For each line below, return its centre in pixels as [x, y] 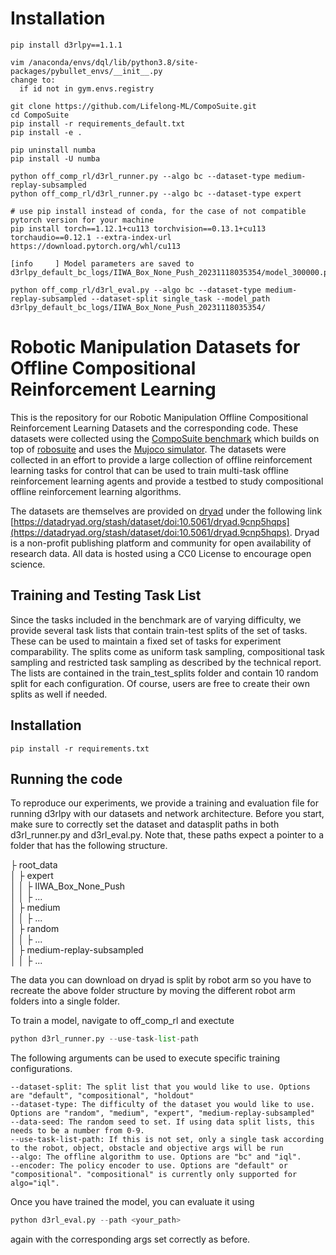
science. [28, 564]
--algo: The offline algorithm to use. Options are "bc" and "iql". [156, 1157]
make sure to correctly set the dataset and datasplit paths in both [145, 824]
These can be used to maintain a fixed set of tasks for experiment [146, 641]
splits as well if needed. [59, 694]
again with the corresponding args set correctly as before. [130, 1239]
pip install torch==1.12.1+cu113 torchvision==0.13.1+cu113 [138, 228]
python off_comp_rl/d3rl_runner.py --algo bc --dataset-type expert [156, 193]
